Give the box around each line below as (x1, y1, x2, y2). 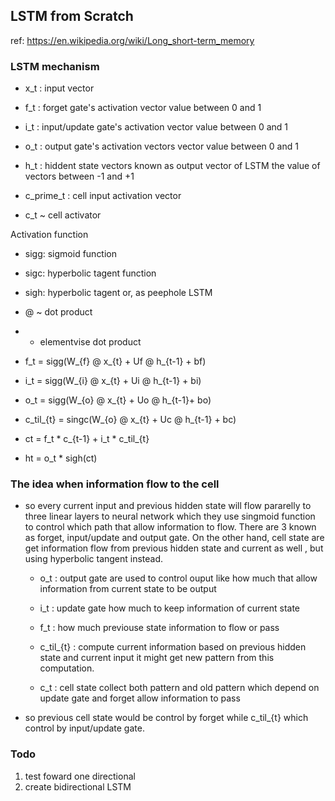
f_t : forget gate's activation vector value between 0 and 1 (24, 102, 262, 114)
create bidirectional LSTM (24, 780, 132, 793)
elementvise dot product (39, 336, 142, 348)
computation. (39, 662, 95, 674)
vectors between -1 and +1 (24, 170, 135, 183)
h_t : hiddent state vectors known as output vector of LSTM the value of (24, 160, 321, 172)
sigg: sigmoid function (24, 248, 118, 260)
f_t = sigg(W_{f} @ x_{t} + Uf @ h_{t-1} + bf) (24, 355, 207, 368)
